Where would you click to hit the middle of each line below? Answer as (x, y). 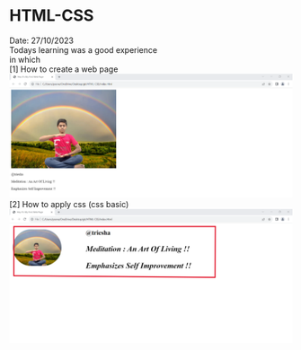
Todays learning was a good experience (84, 49)
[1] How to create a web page (64, 69)
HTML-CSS (52, 16)
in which (25, 59)
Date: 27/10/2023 (42, 40)
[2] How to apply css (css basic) (69, 205)
